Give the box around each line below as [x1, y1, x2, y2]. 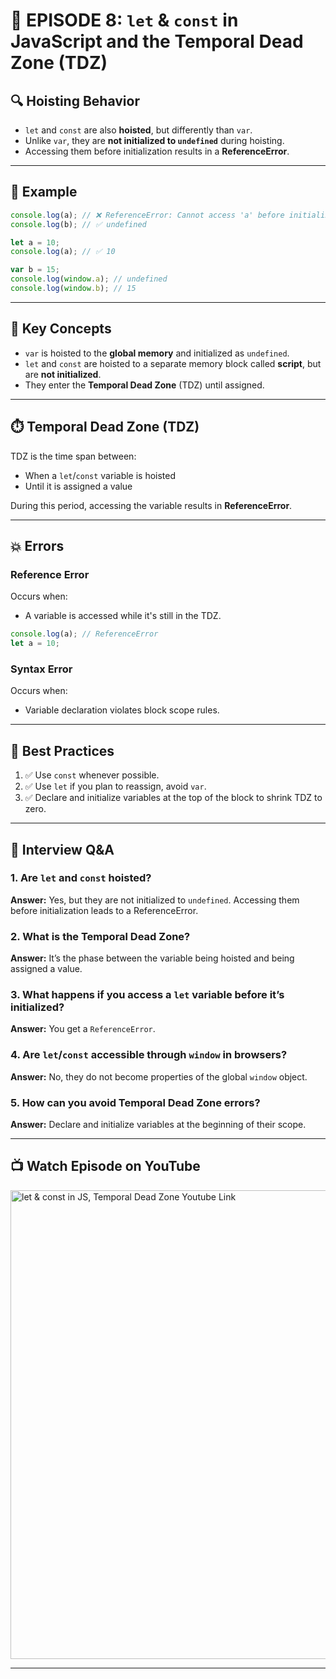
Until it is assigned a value [24, 480, 133, 492]
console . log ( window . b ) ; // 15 [10, 284, 137, 294]
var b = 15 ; [10, 265, 60, 275]
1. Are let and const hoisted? [10, 871, 152, 885]
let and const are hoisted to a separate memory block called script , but [24, 357, 322, 369]
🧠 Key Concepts [10, 320, 112, 338]
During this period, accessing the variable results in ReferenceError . [10, 499, 293, 511]
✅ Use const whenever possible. [24, 769, 160, 781]
